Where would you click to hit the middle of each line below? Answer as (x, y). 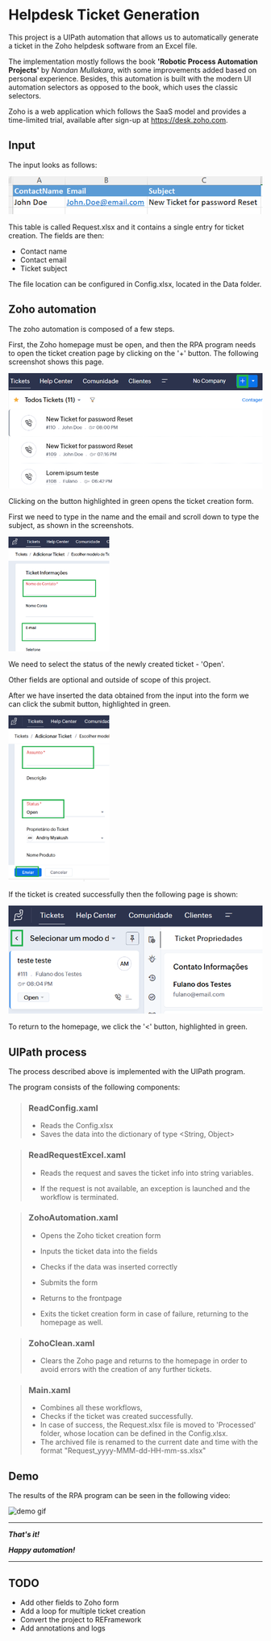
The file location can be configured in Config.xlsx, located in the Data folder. (135, 284)
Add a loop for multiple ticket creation (83, 1611)
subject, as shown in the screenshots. (71, 525)
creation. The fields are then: (56, 236)
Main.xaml (49, 1391)
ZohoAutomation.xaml (73, 1218)
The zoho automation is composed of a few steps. (92, 329)
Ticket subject (44, 269)
